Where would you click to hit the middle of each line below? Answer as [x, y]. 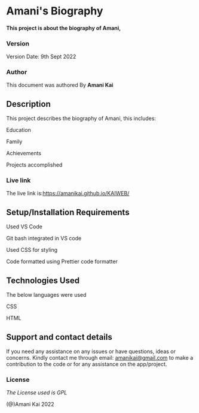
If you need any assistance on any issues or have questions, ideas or [91, 351]
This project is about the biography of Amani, [64, 28]
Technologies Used [43, 280]
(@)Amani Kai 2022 [30, 404]
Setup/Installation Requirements [68, 212]
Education [19, 130]
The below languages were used [46, 295]
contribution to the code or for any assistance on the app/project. [87, 364]
